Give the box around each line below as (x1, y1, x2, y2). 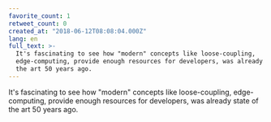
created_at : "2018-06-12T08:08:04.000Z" (8, 27, 148, 35)
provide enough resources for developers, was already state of (48, 95, 259, 106)
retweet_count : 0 (8, 20, 67, 28)
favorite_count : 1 (8, 11, 71, 20)
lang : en (8, 34, 38, 43)
